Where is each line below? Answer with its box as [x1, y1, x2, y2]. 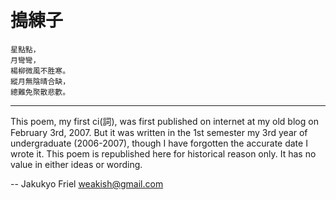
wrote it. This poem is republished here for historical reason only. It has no [10, 147, 317, 160]
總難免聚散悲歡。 [10, 87, 71, 97]
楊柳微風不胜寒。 [10, 66, 71, 76]
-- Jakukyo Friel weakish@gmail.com [10, 177, 164, 190]
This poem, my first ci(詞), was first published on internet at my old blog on [10, 115, 319, 127]
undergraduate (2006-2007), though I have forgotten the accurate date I [10, 137, 308, 149]
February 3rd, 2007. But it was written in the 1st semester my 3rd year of [10, 126, 308, 138]
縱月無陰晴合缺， [10, 76, 71, 86]
